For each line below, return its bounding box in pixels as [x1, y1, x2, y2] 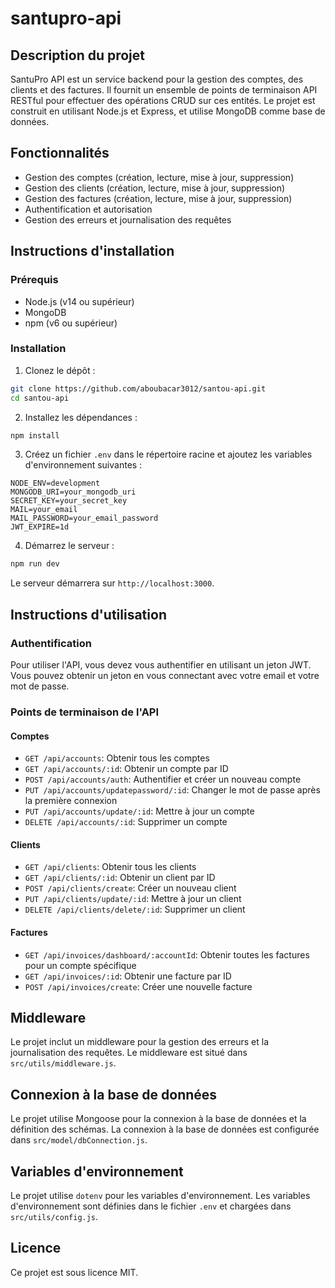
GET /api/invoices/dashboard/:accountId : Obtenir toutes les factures [24, 948, 310, 961]
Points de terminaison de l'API [10, 705, 160, 719]
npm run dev [10, 559, 60, 569]
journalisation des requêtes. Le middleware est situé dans [10, 1047, 248, 1059]
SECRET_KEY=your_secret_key [10, 496, 128, 506]
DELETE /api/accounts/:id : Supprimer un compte [24, 816, 228, 828]
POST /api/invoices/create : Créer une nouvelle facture [24, 980, 253, 992]
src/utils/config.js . [10, 1210, 99, 1222]
